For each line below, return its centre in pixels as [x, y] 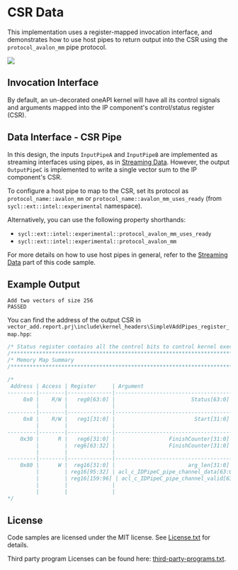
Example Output [44, 284]
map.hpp [19, 334]
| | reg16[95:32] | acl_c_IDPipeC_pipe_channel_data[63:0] [136, 472]
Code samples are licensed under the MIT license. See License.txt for [109, 537]
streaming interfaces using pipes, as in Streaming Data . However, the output [119, 162]
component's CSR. [35, 177]
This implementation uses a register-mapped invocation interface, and [110, 32]
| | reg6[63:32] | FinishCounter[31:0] [133, 445]
